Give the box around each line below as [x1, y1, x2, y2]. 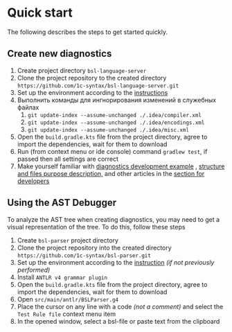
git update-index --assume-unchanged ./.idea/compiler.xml [27, 112, 202, 119]
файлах [17, 103, 39, 112]
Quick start [7, 5, 73, 21]
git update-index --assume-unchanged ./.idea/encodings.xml [27, 119, 205, 126]
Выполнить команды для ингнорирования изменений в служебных [17, 96, 217, 104]
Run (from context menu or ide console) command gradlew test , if [17, 147, 208, 155]
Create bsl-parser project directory [17, 236, 119, 244]
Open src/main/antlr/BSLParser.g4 [17, 295, 119, 303]
